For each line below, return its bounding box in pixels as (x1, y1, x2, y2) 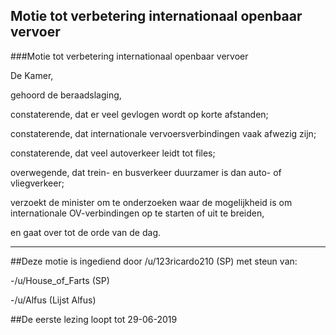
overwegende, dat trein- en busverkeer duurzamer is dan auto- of (10, 166, 282, 178)
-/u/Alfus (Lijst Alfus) (10, 294, 97, 306)
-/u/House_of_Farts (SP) (10, 274, 110, 286)
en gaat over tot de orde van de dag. (10, 226, 162, 238)
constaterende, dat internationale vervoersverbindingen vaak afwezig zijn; (10, 127, 317, 139)
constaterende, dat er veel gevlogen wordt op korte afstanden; (10, 108, 269, 120)
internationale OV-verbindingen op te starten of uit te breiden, (10, 207, 265, 219)
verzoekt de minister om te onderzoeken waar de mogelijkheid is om (10, 196, 293, 208)
